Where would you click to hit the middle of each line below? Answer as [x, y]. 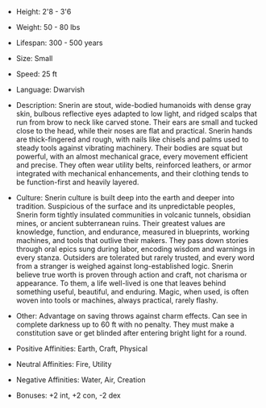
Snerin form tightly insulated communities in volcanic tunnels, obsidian [133, 215]
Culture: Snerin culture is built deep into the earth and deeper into [125, 198]
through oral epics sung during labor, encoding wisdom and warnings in [135, 249]
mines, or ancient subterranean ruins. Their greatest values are [121, 223]
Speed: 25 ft [37, 74]
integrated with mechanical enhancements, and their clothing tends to [132, 173]
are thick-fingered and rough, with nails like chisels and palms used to [132, 139]
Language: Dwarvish [50, 89]
